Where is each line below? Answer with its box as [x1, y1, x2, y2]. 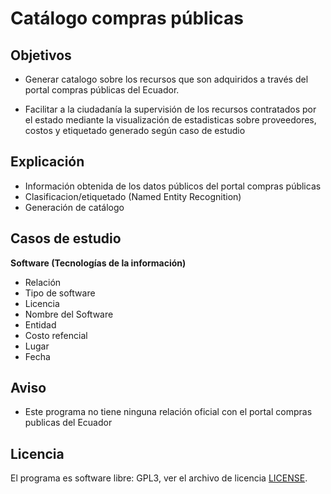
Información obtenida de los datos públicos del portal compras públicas [24, 180, 322, 192]
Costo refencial [24, 329, 88, 341]
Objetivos [10, 47, 72, 64]
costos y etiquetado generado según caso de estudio [24, 125, 246, 136]
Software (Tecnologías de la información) [10, 257, 187, 269]
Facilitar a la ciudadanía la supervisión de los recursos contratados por [24, 103, 317, 115]
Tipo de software [24, 287, 96, 299]
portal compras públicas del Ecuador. [24, 84, 180, 96]
